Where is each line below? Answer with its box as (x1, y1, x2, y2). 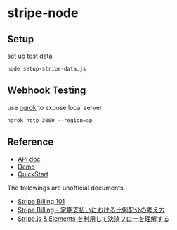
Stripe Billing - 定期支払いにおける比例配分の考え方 (17, 205, 165, 214)
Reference (7, 136, 54, 148)
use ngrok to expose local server (7, 103, 103, 111)
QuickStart (17, 169, 49, 178)
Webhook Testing (7, 85, 86, 97)
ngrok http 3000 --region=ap (7, 116, 93, 124)
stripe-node (7, 5, 79, 21)
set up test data (7, 52, 53, 60)
